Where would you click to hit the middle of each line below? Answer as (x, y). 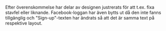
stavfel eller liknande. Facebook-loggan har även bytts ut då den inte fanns (83, 12)
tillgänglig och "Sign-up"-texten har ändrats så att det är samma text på (80, 18)
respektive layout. (24, 23)
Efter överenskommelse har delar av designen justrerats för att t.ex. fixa (80, 7)
